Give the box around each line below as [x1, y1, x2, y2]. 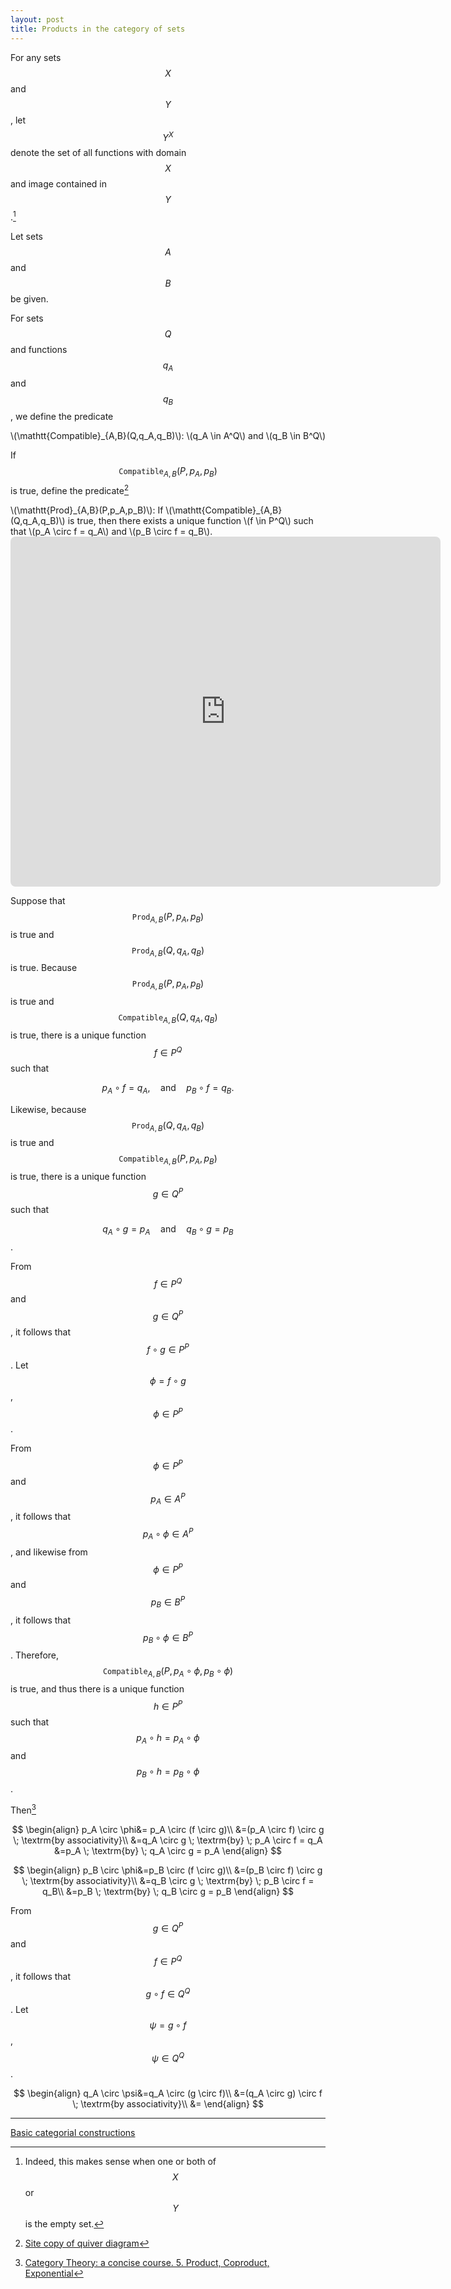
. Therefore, [10, 1649, 60, 1661]
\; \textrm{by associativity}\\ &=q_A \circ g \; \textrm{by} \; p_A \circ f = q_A [13, 1834, 323, 1846]
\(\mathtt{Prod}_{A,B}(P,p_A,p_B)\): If [10, 504, 164, 516]
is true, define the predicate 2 [10, 483, 130, 496]
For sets [10, 312, 44, 324]
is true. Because [10, 962, 78, 974]
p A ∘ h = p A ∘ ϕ [136, 1731, 200, 1746]
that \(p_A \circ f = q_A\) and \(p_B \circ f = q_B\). [10, 525, 213, 537]
